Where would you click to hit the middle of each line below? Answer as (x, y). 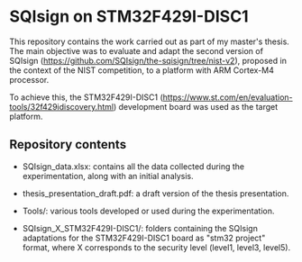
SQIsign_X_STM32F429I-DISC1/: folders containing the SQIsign (140, 228)
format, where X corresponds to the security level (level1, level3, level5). (156, 247)
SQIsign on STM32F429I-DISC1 (129, 17)
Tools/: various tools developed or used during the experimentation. (148, 211)
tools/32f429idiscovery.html (62, 106)
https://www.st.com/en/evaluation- (228, 97)
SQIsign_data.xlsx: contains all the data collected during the (133, 166)
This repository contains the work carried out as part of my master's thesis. (150, 41)
